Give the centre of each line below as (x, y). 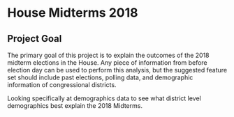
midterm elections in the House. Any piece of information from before (107, 63)
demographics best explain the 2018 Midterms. (75, 106)
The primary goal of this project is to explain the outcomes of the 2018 (108, 55)
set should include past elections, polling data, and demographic (100, 77)
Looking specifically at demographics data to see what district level (104, 98)
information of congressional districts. (62, 85)
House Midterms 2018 (73, 13)
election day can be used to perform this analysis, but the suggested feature (117, 70)
